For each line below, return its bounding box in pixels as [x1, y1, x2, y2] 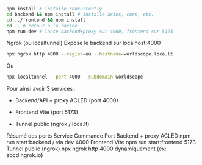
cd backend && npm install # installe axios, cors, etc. [6, 11, 154, 18]
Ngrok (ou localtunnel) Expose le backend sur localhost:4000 [6, 40, 161, 47]
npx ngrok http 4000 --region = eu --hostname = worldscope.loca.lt [6, 51, 173, 57]
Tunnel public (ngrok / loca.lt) [15, 121, 90, 128]
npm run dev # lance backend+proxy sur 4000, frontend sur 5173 [6, 28, 173, 35]
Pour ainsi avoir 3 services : [6, 85, 76, 93]
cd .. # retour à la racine [6, 23, 78, 29]
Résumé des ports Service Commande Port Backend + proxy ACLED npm [6, 132, 191, 139]
